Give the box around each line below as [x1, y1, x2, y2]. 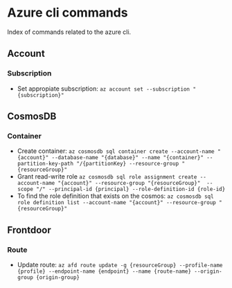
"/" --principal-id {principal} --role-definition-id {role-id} [35, 186, 226, 193]
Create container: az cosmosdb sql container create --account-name [17, 147, 215, 155]
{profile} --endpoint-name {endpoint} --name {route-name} [17, 268, 192, 275]
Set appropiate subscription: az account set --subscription [17, 84, 190, 93]
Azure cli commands [7, 5, 128, 21]
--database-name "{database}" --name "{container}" [51, 154, 204, 161]
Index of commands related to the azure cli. [7, 28, 132, 36]
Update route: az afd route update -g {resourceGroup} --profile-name [17, 261, 223, 269]
